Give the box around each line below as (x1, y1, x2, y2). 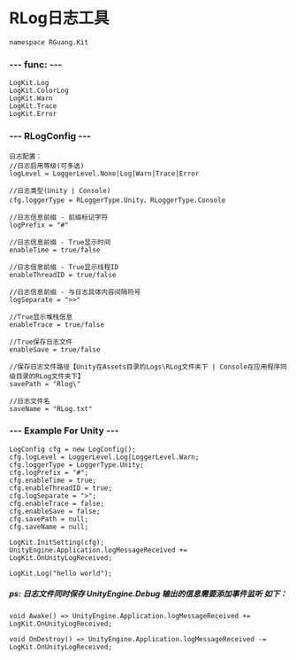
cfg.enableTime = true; (9, 476, 97, 485)
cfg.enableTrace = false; (9, 499, 104, 508)
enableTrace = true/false (9, 320, 104, 329)
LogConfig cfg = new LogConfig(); (9, 445, 137, 454)
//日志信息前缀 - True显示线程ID (9, 262, 119, 271)
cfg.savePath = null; (9, 515, 89, 524)
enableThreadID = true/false (9, 270, 117, 279)
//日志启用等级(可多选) (9, 161, 85, 170)
